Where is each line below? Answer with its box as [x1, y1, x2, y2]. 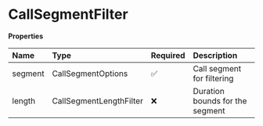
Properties [8, 31, 44, 41]
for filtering [193, 73, 234, 84]
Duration [193, 85, 225, 96]
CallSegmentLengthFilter [52, 95, 143, 106]
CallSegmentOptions [52, 68, 128, 79]
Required [150, 49, 186, 60]
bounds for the [193, 95, 247, 106]
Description [193, 49, 238, 60]
